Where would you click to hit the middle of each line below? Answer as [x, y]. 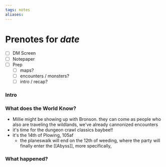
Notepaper [24, 59]
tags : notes [18, 10]
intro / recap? [34, 81]
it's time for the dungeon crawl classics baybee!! [63, 130]
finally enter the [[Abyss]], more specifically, [66, 146]
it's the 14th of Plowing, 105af [43, 135]
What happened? [27, 158]
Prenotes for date [42, 39]
